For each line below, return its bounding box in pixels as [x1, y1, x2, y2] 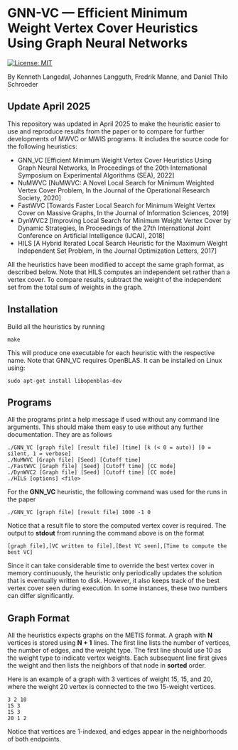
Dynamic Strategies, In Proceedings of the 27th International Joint [17, 224, 211, 232]
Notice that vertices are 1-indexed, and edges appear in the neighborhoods [7, 727, 227, 736]
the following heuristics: [7, 142, 77, 151]
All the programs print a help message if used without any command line [7, 415, 220, 424]
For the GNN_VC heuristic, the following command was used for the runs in [7, 488, 227, 496]
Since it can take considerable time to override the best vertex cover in [7, 561, 215, 570]
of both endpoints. [7, 735, 62, 744]
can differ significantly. [7, 592, 75, 600]
